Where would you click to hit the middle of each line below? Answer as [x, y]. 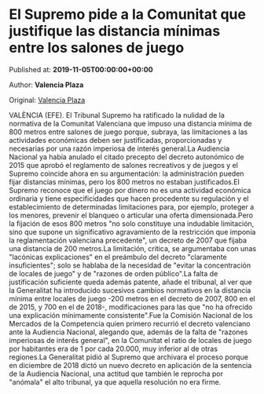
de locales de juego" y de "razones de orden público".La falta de [114, 273]
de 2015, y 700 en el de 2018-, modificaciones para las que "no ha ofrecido [131, 307]
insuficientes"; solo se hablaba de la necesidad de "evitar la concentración [130, 265]
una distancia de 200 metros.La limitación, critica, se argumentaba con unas [133, 248]
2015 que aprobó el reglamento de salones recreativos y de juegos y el [124, 165]
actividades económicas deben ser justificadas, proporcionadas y [115, 140]
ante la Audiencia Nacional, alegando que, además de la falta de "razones [128, 332]
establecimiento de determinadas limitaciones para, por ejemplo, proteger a [132, 206]
